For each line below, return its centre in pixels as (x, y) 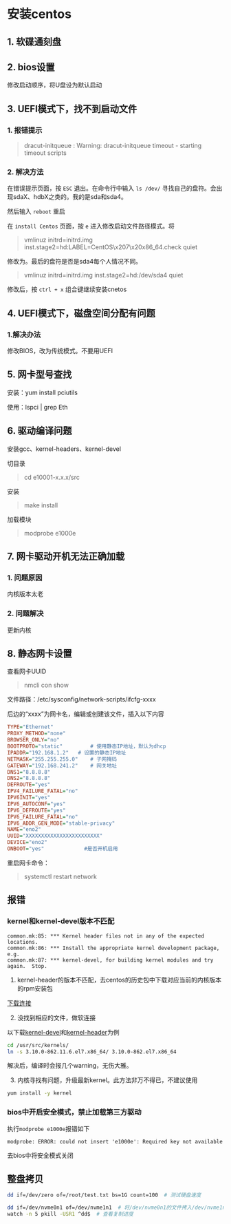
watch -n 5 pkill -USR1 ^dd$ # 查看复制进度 (70, 1214)
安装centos (40, 14)
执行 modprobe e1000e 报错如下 (48, 1128)
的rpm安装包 (35, 988)
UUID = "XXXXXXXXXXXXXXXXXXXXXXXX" (55, 836)
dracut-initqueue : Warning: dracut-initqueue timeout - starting (113, 146)
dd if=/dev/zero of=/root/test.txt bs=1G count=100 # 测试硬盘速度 (104, 1195)
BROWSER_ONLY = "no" (33, 740)
